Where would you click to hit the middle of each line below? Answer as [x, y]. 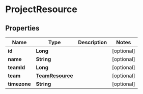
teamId [17, 67]
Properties [22, 28]
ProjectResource [41, 9]
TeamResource [54, 76]
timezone [20, 84]
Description [93, 42]
